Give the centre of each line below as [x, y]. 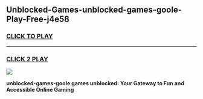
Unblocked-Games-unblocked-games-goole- [94, 10]
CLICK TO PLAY [30, 37]
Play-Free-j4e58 [38, 19]
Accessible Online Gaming [40, 89]
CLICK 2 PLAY [27, 59]
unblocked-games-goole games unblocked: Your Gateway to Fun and [95, 83]
